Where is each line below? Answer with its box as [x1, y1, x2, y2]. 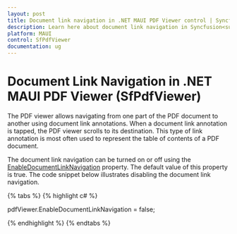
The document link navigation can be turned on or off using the [7, 155, 192, 164]
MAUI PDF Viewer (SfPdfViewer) [7, 89, 202, 104]
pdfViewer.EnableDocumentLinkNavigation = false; [7, 205, 155, 214]
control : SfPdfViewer [7, 37, 71, 44]
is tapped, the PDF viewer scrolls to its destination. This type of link [7, 126, 203, 135]
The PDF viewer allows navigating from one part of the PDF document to [7, 111, 219, 120]
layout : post [7, 10, 46, 18]
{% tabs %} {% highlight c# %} [7, 191, 98, 199]
